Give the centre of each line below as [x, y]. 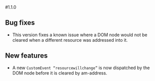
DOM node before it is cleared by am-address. [60, 73]
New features [26, 56]
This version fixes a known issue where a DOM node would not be [80, 35]
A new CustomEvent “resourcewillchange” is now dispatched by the [81, 68]
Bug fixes [20, 23]
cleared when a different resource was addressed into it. [70, 40]
